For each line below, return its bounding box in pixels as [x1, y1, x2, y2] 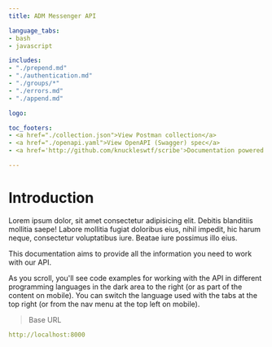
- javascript [8, 42, 53, 50]
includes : [8, 56, 42, 65]
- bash [8, 34, 31, 42]
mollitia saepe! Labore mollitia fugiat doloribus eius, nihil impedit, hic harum [8, 224, 261, 234]
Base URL [28, 314, 62, 324]
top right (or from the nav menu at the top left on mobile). [8, 299, 200, 309]
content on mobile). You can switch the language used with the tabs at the [8, 290, 258, 300]
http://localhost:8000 [8, 331, 86, 339]
